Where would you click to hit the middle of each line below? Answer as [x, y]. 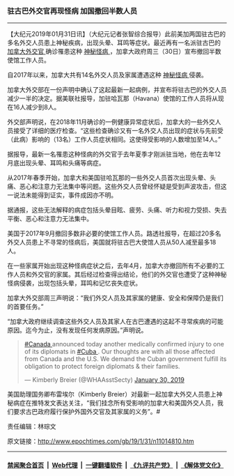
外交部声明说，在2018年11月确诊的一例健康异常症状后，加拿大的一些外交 [111, 122]
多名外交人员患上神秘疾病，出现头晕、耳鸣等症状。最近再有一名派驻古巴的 [114, 43]
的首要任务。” [25, 307]
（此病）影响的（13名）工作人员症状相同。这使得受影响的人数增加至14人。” [114, 139]
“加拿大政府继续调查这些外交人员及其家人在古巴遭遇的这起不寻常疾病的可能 [116, 321]
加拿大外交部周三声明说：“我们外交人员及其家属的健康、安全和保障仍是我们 [116, 298]
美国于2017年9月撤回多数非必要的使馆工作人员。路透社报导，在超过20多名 [114, 233]
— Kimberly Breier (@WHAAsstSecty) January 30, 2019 [104, 380]
